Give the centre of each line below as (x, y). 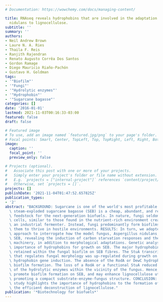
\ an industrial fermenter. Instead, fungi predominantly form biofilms (84, 225)
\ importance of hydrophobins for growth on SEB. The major (71, 247)
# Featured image (23, 130)
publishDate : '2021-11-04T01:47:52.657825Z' (51, 193)
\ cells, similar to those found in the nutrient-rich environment (79, 220)
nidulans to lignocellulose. (39, 23)
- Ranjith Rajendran (26, 54)
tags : (10, 77)
